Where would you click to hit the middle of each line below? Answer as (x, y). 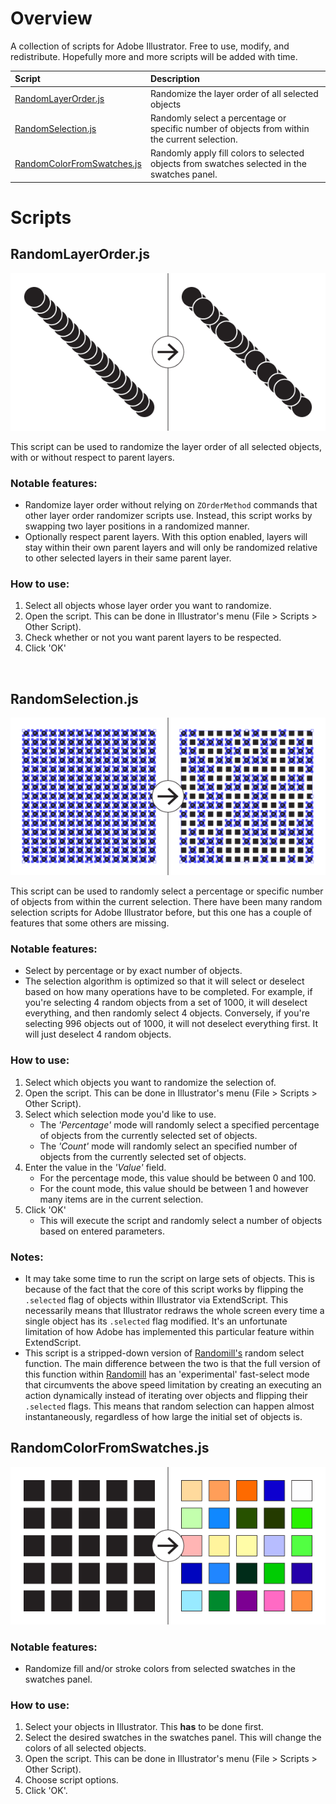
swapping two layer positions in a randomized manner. (137, 526)
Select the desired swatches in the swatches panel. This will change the (173, 1738)
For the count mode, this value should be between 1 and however (174, 1188)
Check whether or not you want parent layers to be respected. (153, 638)
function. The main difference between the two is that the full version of (172, 1363)
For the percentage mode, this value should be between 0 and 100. (178, 1178)
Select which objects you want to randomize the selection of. (150, 1082)
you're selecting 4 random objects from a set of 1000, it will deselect (166, 1003)
